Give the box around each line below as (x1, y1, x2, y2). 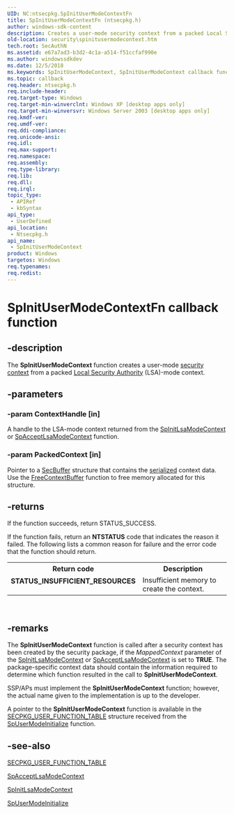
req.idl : (7, 140, 33, 147)
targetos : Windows (7, 257, 61, 264)
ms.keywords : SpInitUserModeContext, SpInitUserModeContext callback (7, 68, 214, 75)
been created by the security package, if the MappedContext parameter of (7, 648, 222, 656)
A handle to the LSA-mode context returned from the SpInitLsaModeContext (7, 425, 226, 433)
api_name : (7, 237, 36, 244)
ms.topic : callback (7, 75, 64, 82)
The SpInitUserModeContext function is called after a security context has (7, 641, 224, 649)
